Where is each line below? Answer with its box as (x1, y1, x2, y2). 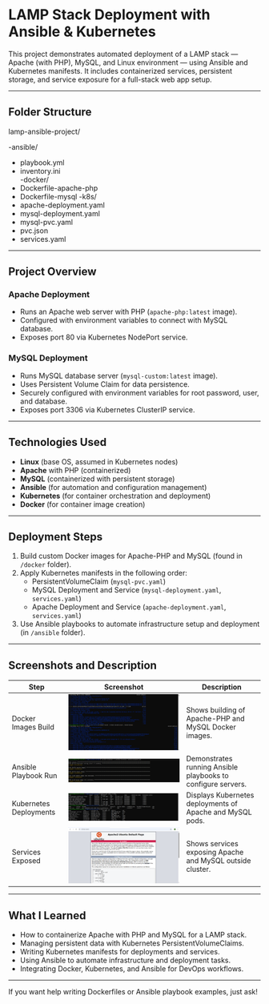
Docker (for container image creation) (19, 499, 146, 509)
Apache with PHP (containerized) (19, 465, 131, 475)
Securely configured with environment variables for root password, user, (19, 388, 259, 397)
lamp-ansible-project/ (8, 127, 81, 136)
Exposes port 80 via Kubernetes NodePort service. (19, 332, 188, 342)
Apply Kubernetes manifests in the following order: (19, 568, 188, 578)
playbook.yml (19, 158, 65, 167)
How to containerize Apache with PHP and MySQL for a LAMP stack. (19, 930, 247, 940)
